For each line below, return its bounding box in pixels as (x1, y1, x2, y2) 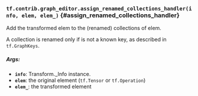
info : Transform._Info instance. (14, 71, 91, 78)
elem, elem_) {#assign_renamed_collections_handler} (21, 11, 180, 19)
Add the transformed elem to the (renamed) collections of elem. (6, 25, 161, 32)
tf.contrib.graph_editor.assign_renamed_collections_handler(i (6, 5, 192, 12)
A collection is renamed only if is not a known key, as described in (6, 36, 167, 43)
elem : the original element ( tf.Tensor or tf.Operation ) (14, 77, 146, 84)
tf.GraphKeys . (6, 42, 40, 49)
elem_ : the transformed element (14, 83, 92, 90)
